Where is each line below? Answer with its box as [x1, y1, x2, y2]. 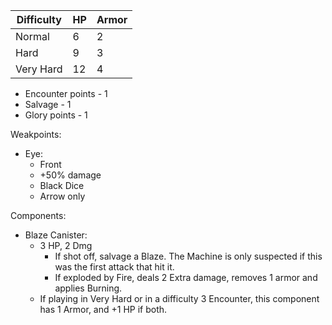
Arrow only [39, 190, 86, 202]
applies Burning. [54, 282, 123, 294]
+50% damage [39, 169, 102, 181]
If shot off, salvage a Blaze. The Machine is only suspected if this [54, 250, 323, 262]
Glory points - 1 [24, 109, 88, 121]
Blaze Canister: [24, 229, 88, 241]
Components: [10, 210, 67, 221]
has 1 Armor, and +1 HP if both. [39, 304, 168, 315]
